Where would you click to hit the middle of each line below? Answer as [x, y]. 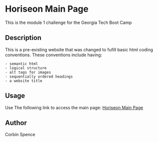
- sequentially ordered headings [39, 77]
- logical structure [26, 68]
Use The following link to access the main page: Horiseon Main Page [74, 107]
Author [16, 123]
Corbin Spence [20, 135]
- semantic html [21, 64]
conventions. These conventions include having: [54, 55]
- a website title [24, 81]
